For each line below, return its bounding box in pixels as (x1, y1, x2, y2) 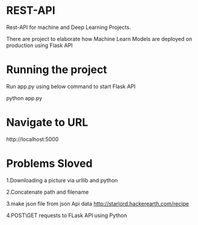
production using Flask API (6, 42, 73, 49)
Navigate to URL (6, 116, 88, 130)
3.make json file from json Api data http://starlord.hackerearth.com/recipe (6, 200, 190, 207)
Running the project (6, 63, 107, 77)
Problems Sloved (6, 157, 93, 170)
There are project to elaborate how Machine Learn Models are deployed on (6, 35, 193, 42)
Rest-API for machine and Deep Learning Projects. (6, 24, 131, 31)
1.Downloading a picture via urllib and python (6, 176, 119, 184)
